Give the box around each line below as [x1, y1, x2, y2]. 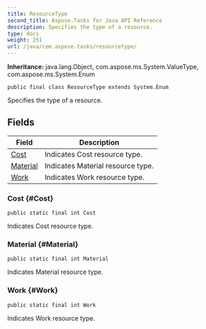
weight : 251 [7, 37, 42, 44]
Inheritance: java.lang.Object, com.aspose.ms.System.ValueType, [7, 63, 199, 71]
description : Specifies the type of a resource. [7, 23, 153, 30]
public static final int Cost [7, 210, 97, 217]
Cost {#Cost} [7, 193, 54, 203]
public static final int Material [7, 256, 109, 263]
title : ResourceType [7, 10, 68, 18]
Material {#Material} [7, 239, 79, 249]
